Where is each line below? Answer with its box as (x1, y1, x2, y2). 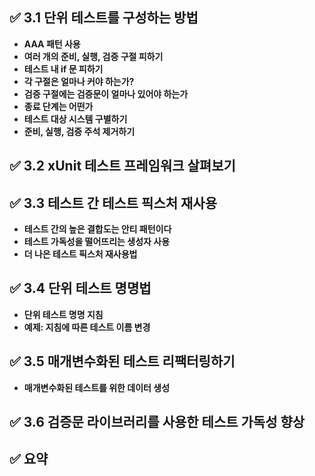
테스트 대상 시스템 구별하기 (23, 113, 128, 125)
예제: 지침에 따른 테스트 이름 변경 (23, 321, 151, 333)
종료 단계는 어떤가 (23, 100, 94, 112)
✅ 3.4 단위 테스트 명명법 (9, 280, 152, 297)
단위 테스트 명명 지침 (23, 308, 104, 320)
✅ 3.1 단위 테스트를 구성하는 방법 (9, 9, 199, 27)
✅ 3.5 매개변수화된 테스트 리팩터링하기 (9, 353, 236, 370)
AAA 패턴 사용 (23, 38, 81, 50)
